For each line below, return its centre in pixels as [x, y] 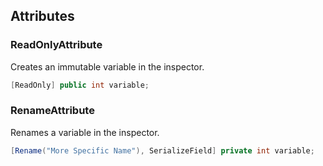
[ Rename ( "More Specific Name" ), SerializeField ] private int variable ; [162, 150]
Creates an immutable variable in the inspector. [107, 66]
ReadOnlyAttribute [56, 45]
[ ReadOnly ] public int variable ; [80, 85]
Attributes [42, 16]
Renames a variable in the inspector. [85, 132]
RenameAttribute [52, 111]
